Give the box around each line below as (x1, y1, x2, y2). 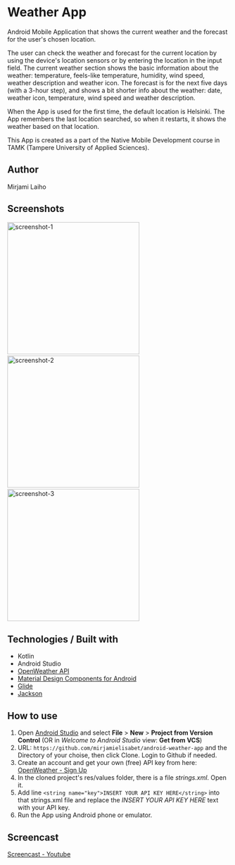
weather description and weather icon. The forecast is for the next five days (7, 78, 227, 87)
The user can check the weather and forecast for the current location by (7, 49, 217, 57)
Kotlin (17, 652, 34, 661)
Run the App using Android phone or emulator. (17, 811, 153, 819)
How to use (7, 709, 58, 722)
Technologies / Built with (7, 633, 118, 645)
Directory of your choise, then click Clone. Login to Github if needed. (17, 751, 217, 759)
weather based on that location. (7, 122, 100, 130)
